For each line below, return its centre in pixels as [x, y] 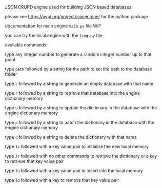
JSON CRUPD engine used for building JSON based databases [68, 7]
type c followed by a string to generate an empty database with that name [79, 84]
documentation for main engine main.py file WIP [53, 26]
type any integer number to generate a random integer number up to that [78, 54]
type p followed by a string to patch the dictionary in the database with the [80, 122]
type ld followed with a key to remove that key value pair [62, 180]
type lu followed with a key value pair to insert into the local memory [74, 171]
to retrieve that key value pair [34, 161]
